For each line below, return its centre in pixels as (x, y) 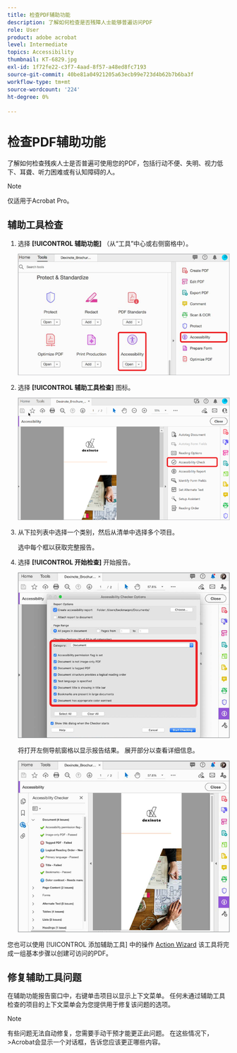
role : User (23, 30)
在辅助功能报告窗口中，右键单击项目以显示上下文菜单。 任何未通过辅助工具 (116, 996)
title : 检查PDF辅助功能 (39, 15)
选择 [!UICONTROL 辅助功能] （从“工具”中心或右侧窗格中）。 (105, 243)
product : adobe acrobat (42, 37)
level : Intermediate (38, 45)
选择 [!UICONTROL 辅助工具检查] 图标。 (76, 388)
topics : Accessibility (41, 52)
